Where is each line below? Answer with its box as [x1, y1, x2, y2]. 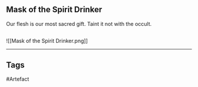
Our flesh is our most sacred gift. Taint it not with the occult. [6, 20, 152, 27]
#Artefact [6, 76, 29, 83]
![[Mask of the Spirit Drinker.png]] [6, 38, 88, 45]
